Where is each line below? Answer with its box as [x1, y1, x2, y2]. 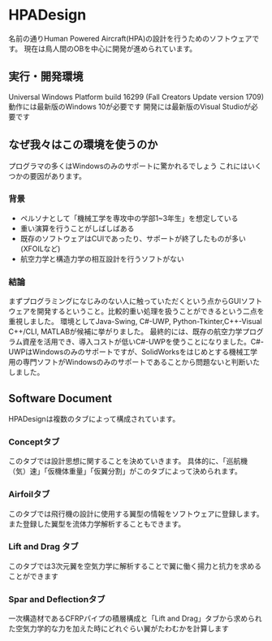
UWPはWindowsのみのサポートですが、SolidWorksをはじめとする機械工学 [8, 347, 258, 357]
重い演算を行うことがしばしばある [19, 223, 135, 233]
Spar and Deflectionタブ [8, 593, 106, 604]
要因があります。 [29, 171, 87, 180]
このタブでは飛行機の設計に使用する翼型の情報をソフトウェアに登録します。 [8, 509, 264, 518]
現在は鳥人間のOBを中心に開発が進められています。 [24, 43, 197, 54]
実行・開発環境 [8, 70, 84, 84]
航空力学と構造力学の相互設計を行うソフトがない [19, 253, 184, 263]
